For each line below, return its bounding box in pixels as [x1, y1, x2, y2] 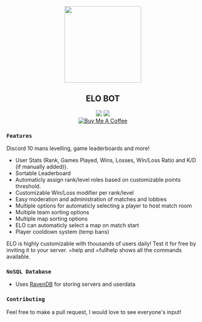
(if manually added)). [15, 163, 69, 171]
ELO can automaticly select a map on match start [15, 222, 140, 229]
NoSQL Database [6, 268, 52, 275]
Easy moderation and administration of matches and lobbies [15, 196, 167, 203]
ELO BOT [85, 94, 121, 104]
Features [6, 132, 32, 139]
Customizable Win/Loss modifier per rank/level [15, 189, 134, 197]
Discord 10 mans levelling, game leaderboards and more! [6, 144, 150, 152]
